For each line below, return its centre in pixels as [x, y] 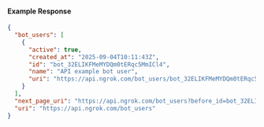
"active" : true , [55, 50]
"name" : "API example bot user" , [83, 72]
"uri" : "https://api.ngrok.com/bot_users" [85, 108]
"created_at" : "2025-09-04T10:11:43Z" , [93, 57]
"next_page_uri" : [43, 101]
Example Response [39, 11]
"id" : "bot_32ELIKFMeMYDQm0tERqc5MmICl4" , [99, 64]
